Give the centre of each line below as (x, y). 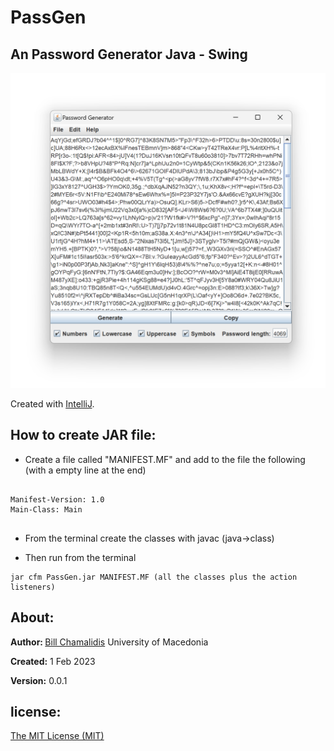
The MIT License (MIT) (57, 736)
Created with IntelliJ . (52, 404)
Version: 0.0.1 (39, 680)
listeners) (33, 587)
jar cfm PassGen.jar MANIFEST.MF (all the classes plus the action (154, 577)
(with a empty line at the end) (85, 470)
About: (32, 617)
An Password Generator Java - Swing (129, 54)
